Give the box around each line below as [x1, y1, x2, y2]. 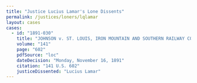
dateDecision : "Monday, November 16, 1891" [16, 57, 125, 63]
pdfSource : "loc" [16, 52, 59, 58]
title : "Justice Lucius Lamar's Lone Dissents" [6, 8, 125, 15]
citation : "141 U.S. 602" [16, 63, 80, 69]
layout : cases [6, 19, 41, 25]
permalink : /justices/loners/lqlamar [6, 14, 98, 20]
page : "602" [16, 47, 46, 53]
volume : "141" [16, 41, 51, 47]
